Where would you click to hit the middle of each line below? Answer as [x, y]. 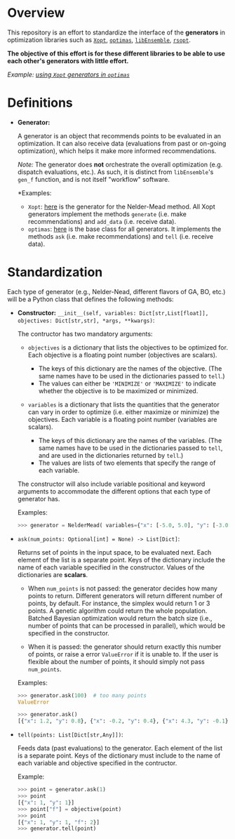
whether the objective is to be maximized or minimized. [118, 390]
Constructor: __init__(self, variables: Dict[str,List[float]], [113, 312]
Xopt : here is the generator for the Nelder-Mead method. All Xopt [121, 206]
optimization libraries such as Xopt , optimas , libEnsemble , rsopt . [99, 39]
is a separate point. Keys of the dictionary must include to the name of [119, 755]
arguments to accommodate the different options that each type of [114, 491]
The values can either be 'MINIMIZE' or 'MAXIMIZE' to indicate [127, 383]
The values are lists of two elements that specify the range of [127, 463]
